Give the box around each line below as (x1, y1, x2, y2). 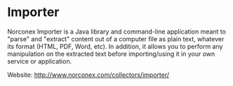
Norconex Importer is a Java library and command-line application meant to (7, 27, 227, 36)
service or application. (7, 57, 72, 65)
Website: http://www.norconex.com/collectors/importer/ (7, 71, 170, 79)
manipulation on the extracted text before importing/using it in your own (7, 50, 215, 58)
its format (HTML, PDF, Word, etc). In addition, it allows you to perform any (7, 42, 223, 50)
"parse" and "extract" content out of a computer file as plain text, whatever (7, 34, 225, 43)
